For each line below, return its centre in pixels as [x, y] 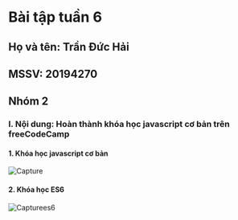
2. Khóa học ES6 [36, 189]
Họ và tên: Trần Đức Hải [69, 47]
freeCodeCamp [39, 134]
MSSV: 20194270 [53, 73]
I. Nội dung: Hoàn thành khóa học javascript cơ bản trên [119, 124]
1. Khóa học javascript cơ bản [58, 153]
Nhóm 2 [29, 102]
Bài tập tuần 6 [55, 17]
